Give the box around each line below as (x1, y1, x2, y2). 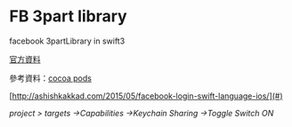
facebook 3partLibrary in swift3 (9, 36, 126, 46)
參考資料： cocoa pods (9, 73, 92, 83)
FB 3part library (9, 6, 127, 27)
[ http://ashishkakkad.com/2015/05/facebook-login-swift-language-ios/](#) (9, 91, 283, 101)
